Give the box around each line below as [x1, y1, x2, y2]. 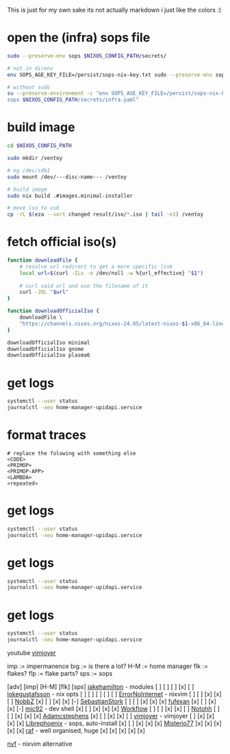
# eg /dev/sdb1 [7, 167, 51, 174]
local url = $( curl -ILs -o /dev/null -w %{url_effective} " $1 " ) [19, 269, 204, 277]
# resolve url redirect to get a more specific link [19, 263, 173, 270]
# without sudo [7, 84, 51, 91]
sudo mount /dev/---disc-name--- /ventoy [7, 173, 127, 181]
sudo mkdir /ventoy [7, 155, 63, 161]
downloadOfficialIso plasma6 [7, 352, 90, 359]
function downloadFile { [7, 257, 78, 264]
